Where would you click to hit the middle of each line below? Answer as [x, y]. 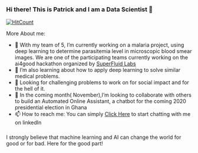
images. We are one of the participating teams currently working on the [101, 58]
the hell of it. [30, 89]
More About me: [26, 34]
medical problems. [37, 76]
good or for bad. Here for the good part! [55, 144]
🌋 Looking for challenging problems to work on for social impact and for [102, 82]
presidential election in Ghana [51, 108]
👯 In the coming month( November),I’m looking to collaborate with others [103, 95]
